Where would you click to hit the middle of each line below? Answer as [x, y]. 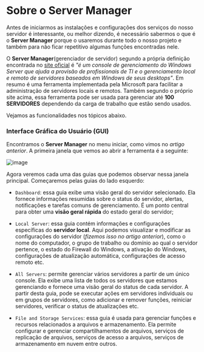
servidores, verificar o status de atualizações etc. [77, 306]
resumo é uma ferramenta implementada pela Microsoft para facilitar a [95, 84]
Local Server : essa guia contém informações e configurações [93, 224]
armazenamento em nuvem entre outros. [66, 344]
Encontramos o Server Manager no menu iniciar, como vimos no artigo [96, 144]
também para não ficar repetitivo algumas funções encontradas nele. [93, 47]
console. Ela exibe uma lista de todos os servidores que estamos [96, 280]
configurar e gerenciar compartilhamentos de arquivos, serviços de [100, 331]
